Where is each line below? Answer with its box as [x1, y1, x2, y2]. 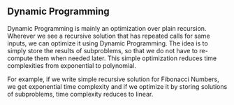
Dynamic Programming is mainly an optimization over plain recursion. [7, 24, 207, 32]
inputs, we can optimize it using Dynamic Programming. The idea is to [7, 38, 208, 48]
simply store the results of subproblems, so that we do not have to [7, 46, 198, 55]
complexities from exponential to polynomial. [7, 61, 136, 69]
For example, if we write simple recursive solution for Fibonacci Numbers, [7, 75, 219, 83]
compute [7, 54, 34, 62]
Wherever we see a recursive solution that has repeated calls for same [7, 31, 211, 40]
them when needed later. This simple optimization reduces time [34, 54, 217, 62]
